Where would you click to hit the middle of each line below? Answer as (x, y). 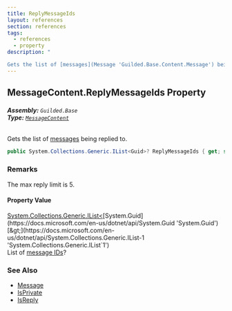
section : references (37, 26)
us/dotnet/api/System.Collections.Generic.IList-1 (76, 237)
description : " (29, 53)
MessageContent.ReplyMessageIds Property (107, 93)
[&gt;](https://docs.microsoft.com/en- (61, 230)
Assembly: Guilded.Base (42, 110)
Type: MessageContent (38, 117)
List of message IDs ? (37, 252)
